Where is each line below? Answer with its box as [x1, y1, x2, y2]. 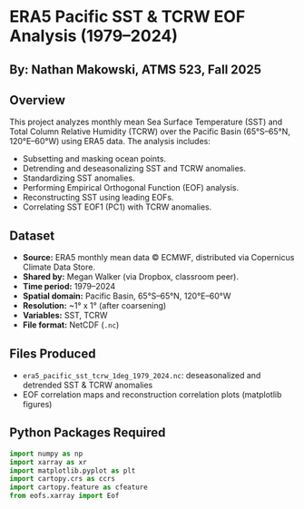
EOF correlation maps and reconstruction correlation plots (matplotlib [22, 389, 282, 400]
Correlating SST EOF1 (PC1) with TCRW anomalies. [22, 201, 212, 212]
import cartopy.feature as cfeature [9, 483, 148, 492]
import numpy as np [9, 449, 83, 458]
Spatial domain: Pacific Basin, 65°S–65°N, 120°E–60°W [22, 290, 231, 301]
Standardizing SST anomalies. [22, 172, 135, 183]
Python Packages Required [9, 425, 166, 441]
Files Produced [9, 346, 96, 361]
